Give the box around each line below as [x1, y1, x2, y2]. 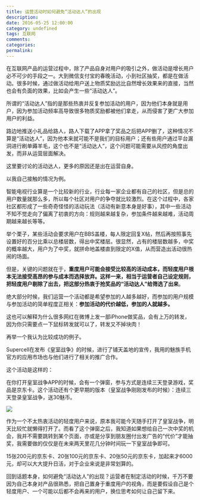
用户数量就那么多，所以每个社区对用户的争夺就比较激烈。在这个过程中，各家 [6, 195, 194, 202]
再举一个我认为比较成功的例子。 [6, 333, 85, 340]
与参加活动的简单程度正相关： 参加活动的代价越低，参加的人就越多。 [6, 300, 173, 307]
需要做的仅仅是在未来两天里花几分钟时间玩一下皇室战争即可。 [21, 440, 173, 447]
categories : [6, 42, 36, 48]
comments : [6, 36, 31, 42]
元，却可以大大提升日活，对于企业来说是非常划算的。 [6, 460, 137, 467]
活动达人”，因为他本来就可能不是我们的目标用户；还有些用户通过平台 [18, 135, 189, 142]
